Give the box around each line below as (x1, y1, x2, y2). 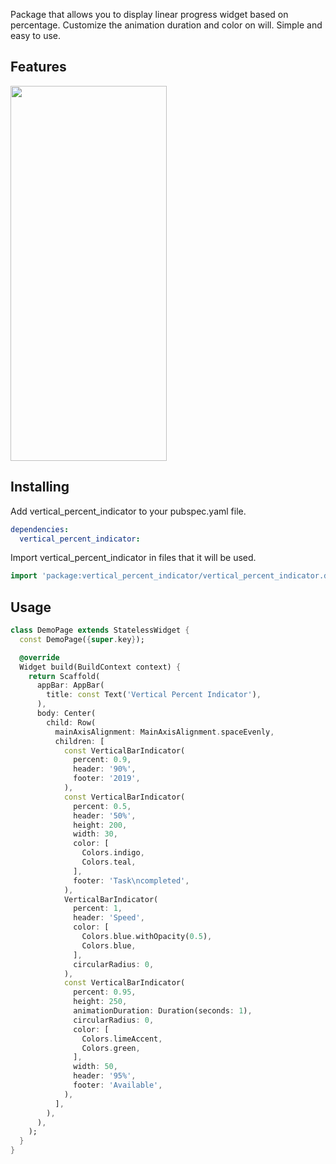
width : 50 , (73, 1062, 118, 1072)
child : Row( (46, 717, 97, 728)
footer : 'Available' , (73, 1080, 163, 1091)
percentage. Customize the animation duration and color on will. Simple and (10, 19, 323, 31)
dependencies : (10, 524, 70, 534)
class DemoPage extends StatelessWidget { (10, 625, 190, 636)
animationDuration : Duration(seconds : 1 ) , (73, 1006, 253, 1016)
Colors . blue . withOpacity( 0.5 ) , (81, 932, 213, 942)
